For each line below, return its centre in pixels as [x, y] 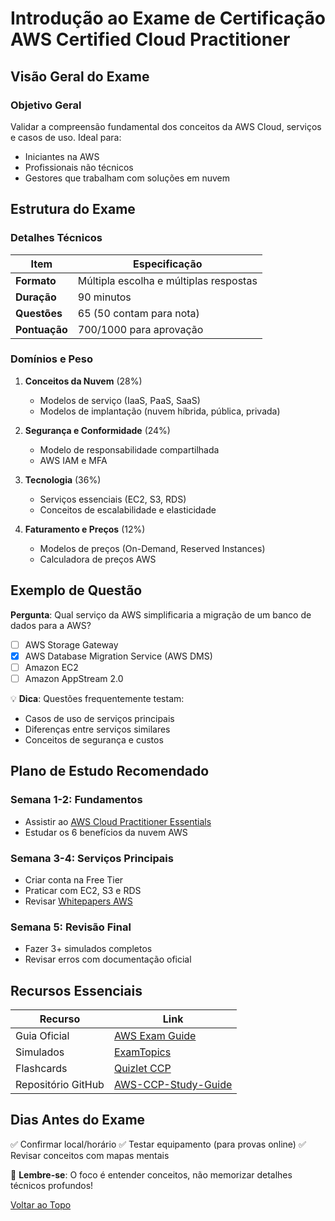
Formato [36, 280]
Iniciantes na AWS [62, 156]
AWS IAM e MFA [73, 460]
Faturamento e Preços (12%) [85, 529]
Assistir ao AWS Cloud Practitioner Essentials [118, 821]
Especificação [168, 264]
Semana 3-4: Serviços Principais [92, 858]
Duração [36, 297]
